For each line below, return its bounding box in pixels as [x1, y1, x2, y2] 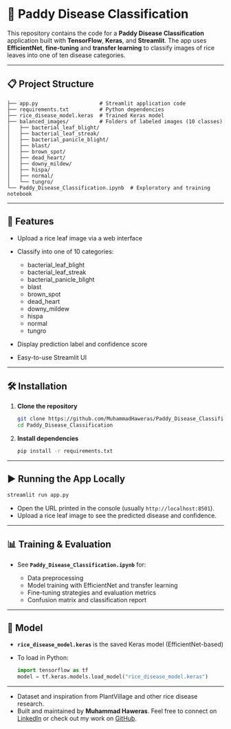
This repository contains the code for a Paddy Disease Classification [7, 29, 204, 37]
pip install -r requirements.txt [16, 448, 113, 455]
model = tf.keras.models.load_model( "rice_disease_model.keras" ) [16, 673, 208, 681]
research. [16, 699, 45, 708]
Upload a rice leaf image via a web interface [16, 234, 143, 242]
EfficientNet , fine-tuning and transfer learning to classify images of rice [7, 43, 215, 52]
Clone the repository [16, 402, 78, 411]
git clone [16, 415, 46, 422]
